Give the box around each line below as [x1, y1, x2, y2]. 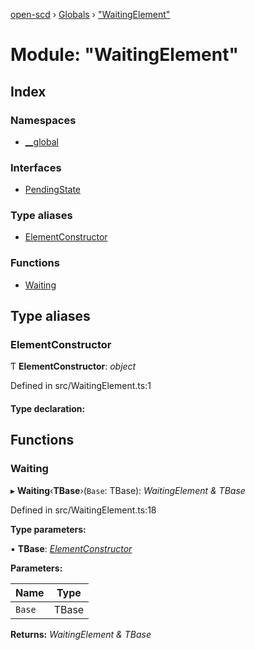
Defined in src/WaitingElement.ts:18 [10, 504, 157, 516]
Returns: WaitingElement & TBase [10, 628, 152, 640]
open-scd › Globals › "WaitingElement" [10, 9, 171, 20]
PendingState [24, 184, 82, 196]
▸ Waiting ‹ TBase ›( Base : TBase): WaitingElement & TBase [10, 484, 246, 496]
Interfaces [10, 160, 62, 174]
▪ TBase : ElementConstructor [10, 542, 133, 554]
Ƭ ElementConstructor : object [10, 360, 137, 373]
